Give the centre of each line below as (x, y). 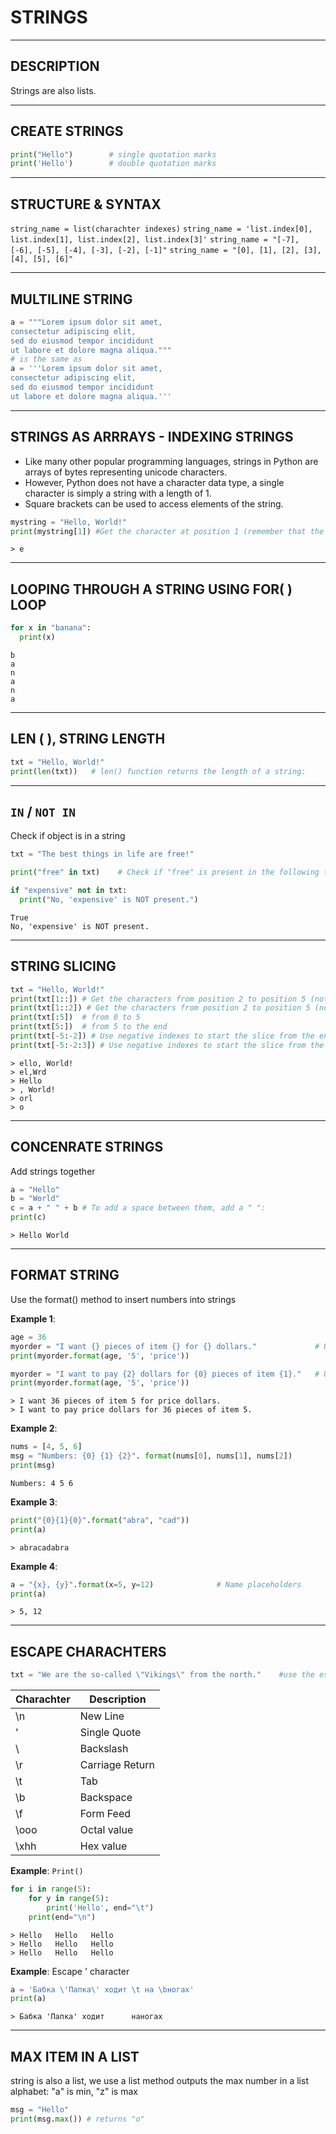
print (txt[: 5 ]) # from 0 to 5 (75, 1017)
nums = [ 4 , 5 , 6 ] (46, 1447)
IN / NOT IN (43, 811)
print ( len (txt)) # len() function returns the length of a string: (158, 771)
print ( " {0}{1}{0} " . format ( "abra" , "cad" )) (100, 1520)
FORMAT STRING (65, 1275)
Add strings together (53, 1171)
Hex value (103, 1846)
